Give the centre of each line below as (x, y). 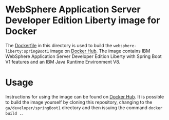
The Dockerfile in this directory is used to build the (59, 45)
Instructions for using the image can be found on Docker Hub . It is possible (85, 96)
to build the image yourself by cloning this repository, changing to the (79, 102)
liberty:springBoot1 (27, 51)
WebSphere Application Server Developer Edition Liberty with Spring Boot (83, 56)
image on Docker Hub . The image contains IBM (100, 51)
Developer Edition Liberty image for (83, 20)
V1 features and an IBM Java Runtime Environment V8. (63, 62)
